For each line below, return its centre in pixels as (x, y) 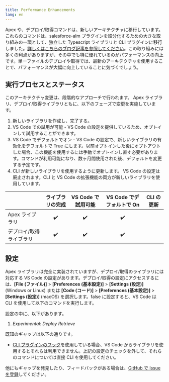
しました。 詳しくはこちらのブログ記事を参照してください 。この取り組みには (84, 48)
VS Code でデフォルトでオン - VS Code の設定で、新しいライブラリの (85, 140)
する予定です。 (28, 165)
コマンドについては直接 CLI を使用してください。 (68, 357)
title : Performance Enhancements (40, 10)
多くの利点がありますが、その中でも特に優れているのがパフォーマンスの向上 (84, 55)
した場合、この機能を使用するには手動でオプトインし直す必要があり (83, 152)
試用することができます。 (52, 133)
